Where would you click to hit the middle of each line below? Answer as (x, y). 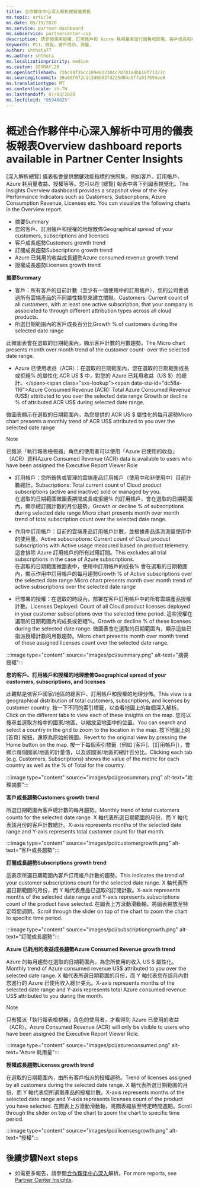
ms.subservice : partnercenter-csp (49, 34)
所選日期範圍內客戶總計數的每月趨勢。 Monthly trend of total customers (93, 810)
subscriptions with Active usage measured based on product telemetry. (102, 545)
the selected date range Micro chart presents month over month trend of (103, 580)
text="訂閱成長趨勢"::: (33, 936)
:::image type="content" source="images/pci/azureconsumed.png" (88, 1045)
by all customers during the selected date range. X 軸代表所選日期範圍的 (94, 1085)
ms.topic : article (29, 17)
